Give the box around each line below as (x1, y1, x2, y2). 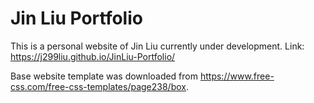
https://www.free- (199, 70, 275, 82)
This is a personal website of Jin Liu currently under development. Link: (10, 40, 305, 52)
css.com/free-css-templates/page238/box (10, 80, 187, 92)
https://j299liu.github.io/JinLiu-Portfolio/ (10, 50, 176, 62)
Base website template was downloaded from (10, 70, 199, 82)
